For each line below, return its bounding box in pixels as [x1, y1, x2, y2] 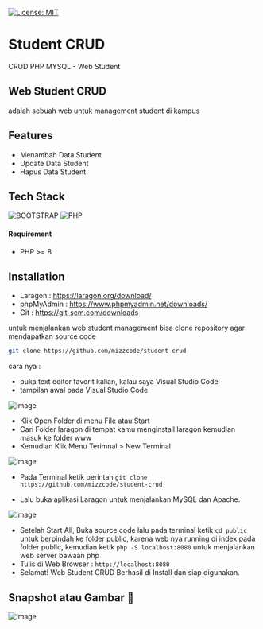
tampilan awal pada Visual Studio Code [19, 386, 149, 395]
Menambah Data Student [19, 149, 102, 159]
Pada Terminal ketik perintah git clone [19, 472, 148, 482]
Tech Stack [8, 189, 65, 203]
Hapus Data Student [19, 167, 87, 177]
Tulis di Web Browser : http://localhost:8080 [19, 559, 170, 569]
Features [8, 129, 53, 142]
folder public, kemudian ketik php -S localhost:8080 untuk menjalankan [19, 542, 256, 552]
